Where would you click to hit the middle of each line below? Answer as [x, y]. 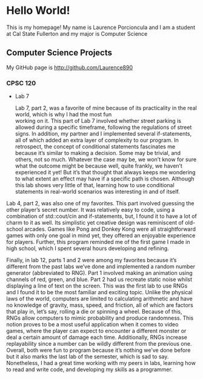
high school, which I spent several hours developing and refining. [88, 248]
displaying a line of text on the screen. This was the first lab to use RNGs [97, 286]
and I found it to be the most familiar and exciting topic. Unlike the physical [99, 292]
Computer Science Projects [59, 53]
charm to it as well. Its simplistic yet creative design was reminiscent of [95, 223]
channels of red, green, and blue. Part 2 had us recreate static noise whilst [99, 280]
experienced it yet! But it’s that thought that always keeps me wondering [105, 173]
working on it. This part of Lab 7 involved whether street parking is [98, 121]
